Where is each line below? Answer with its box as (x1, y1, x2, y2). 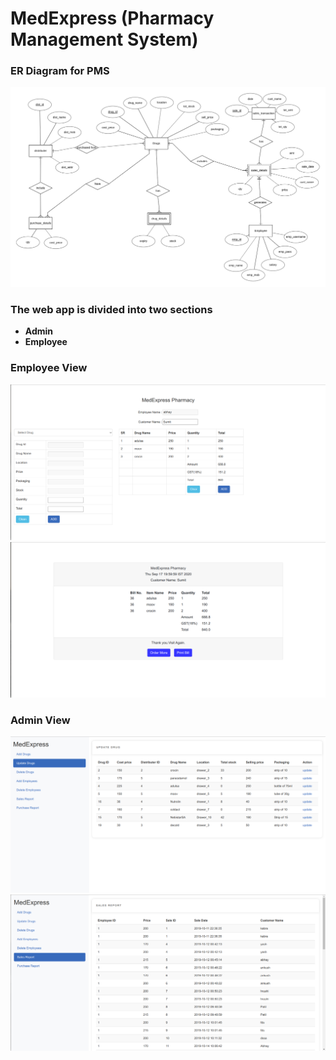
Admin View (10, 713, 71, 727)
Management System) (10, 28, 199, 51)
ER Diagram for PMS (10, 64, 110, 78)
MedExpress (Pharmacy (10, 7, 215, 30)
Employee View (10, 361, 88, 375)
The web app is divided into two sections (10, 302, 213, 316)
